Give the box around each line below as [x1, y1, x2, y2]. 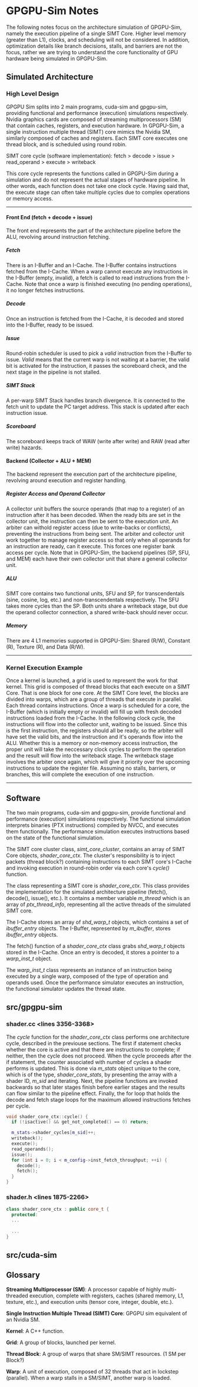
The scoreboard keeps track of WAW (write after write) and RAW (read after [6, 437, 190, 444]
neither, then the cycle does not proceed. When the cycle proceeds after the [6, 1052, 192, 1059]
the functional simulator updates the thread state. [6, 985, 126, 992]
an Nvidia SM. [6, 1316, 40, 1323]
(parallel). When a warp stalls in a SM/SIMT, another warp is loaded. [6, 1374, 171, 1381]
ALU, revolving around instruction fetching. [6, 233, 110, 240]
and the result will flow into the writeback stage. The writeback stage [6, 752, 174, 759]
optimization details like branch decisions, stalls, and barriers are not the [6, 42, 182, 50]
